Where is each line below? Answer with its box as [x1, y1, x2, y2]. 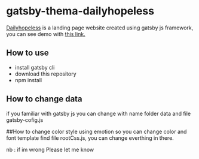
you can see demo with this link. [6, 30, 85, 37]
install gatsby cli [14, 64, 55, 71]
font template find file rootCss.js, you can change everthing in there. [6, 134, 174, 142]
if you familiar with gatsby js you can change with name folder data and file [6, 110, 191, 117]
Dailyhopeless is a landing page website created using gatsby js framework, [6, 24, 194, 31]
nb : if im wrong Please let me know [6, 146, 94, 153]
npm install [14, 76, 42, 83]
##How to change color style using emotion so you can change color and [6, 128, 187, 135]
